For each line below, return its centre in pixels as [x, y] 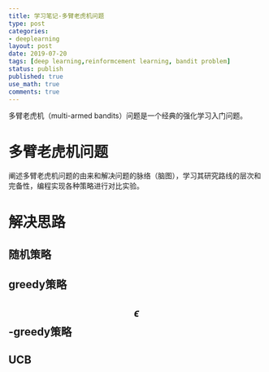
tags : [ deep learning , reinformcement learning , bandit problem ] [119, 62]
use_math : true [34, 84]
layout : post [30, 46]
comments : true [34, 92]
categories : [28, 31]
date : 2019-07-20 [38, 54]
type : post [27, 24]
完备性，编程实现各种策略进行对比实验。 [76, 186]
